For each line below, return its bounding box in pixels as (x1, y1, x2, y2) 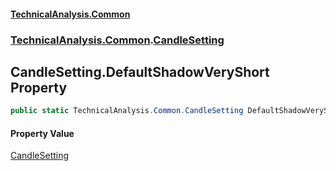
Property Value (10, 127, 75, 139)
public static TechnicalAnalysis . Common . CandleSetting (10, 106, 244, 116)
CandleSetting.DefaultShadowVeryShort (10, 63, 270, 80)
